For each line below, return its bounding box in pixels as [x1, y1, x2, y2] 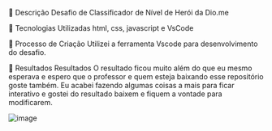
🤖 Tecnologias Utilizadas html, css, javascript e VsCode [8, 23, 194, 32]
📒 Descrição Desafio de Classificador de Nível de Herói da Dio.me [8, 8, 229, 17]
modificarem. [8, 98, 53, 107]
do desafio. [8, 48, 46, 57]
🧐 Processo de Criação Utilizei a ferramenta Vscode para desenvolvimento [8, 39, 258, 49]
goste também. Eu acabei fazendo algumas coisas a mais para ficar [8, 81, 235, 90]
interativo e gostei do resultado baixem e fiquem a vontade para [8, 89, 222, 99]
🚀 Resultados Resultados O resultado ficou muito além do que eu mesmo [8, 63, 253, 73]
